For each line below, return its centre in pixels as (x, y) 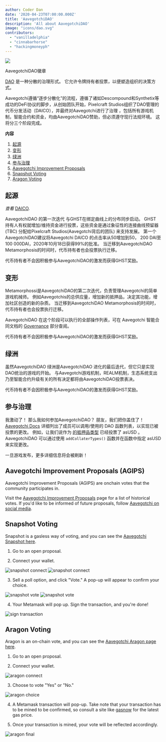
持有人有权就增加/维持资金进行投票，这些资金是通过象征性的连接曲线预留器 (82, 225)
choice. (20, 585)
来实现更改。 (18, 445)
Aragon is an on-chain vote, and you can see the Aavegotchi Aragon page (81, 642)
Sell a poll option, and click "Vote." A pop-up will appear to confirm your (86, 580)
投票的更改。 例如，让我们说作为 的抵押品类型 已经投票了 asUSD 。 (74, 432)
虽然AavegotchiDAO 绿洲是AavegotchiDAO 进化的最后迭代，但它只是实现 (80, 367)
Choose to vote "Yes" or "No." (43, 685)
